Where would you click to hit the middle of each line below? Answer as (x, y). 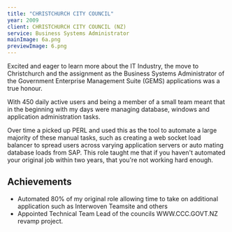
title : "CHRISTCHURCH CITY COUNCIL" (60, 14)
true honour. (25, 88)
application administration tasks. (54, 117)
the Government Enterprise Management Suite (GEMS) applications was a (114, 81)
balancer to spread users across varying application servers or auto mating (115, 145)
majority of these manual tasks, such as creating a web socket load (104, 138)
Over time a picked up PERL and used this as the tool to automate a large (112, 130)
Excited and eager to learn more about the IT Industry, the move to (103, 66)
